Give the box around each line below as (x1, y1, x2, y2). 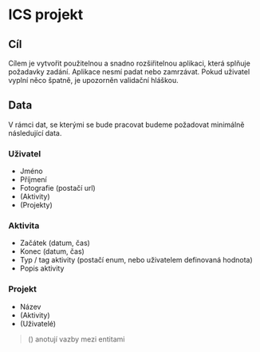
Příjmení (19, 175, 48, 184)
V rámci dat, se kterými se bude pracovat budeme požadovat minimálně (8, 120, 245, 129)
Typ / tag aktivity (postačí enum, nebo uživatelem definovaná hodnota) (19, 255, 253, 265)
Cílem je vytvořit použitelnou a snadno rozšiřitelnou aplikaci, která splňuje (8, 58, 251, 68)
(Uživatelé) (19, 318, 57, 328)
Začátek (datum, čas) (19, 238, 90, 248)
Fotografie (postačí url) (19, 184, 96, 193)
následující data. (8, 128, 62, 137)
